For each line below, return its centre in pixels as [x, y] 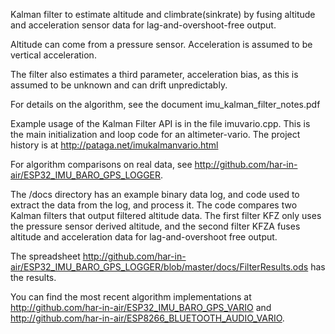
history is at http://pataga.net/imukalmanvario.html [114, 145]
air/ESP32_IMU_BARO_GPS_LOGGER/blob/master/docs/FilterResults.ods [159, 267]
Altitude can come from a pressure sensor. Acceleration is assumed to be [161, 44]
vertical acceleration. [53, 55]
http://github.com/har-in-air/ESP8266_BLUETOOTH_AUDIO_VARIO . [147, 318]
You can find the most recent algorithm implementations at [131, 297]
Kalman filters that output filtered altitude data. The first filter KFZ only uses [166, 215]
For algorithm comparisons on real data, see [101, 164]
